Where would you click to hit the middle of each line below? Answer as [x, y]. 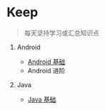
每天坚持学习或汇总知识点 [62, 33]
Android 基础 [46, 62]
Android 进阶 [46, 70]
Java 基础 [42, 99]
